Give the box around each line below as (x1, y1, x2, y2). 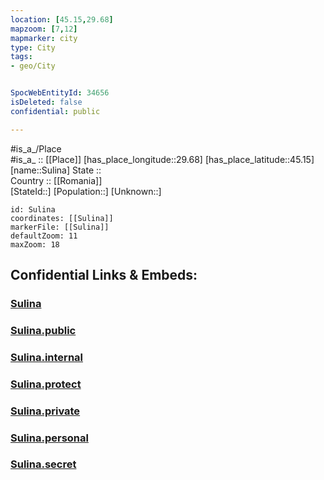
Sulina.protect (10, 377, 82, 391)
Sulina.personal (10, 431, 89, 445)
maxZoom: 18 (10, 239, 60, 250)
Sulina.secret (10, 457, 77, 471)
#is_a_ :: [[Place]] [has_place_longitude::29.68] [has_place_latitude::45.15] (10, 153, 315, 165)
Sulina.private (10, 404, 81, 418)
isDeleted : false (10, 97, 83, 107)
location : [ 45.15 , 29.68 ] (10, 14, 114, 25)
